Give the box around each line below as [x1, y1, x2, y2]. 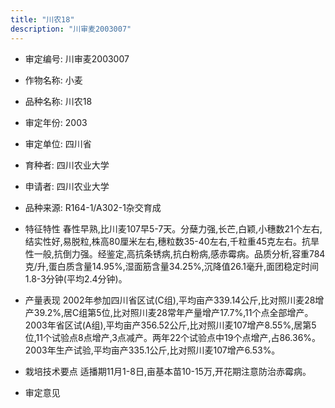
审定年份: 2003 [24, 116, 88, 128]
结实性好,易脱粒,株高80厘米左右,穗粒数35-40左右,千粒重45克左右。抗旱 [24, 235, 320, 247]
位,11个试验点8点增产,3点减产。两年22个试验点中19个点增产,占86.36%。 [24, 331, 322, 343]
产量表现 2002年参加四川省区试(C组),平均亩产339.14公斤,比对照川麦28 [24, 294, 316, 306]
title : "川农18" [10, 14, 75, 25]
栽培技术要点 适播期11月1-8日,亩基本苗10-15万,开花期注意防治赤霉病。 [24, 365, 312, 377]
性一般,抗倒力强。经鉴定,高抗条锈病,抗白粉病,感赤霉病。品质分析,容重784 [24, 247, 326, 260]
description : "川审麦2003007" [10, 24, 132, 34]
